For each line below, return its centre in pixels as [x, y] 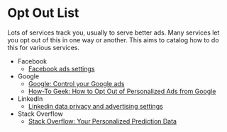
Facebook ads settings [61, 68]
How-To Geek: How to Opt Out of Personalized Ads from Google [122, 91]
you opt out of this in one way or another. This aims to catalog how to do [113, 40]
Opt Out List [43, 13]
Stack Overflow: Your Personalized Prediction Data [103, 121]
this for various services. [44, 47]
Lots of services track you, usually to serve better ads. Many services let [113, 32]
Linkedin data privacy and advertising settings [95, 106]
